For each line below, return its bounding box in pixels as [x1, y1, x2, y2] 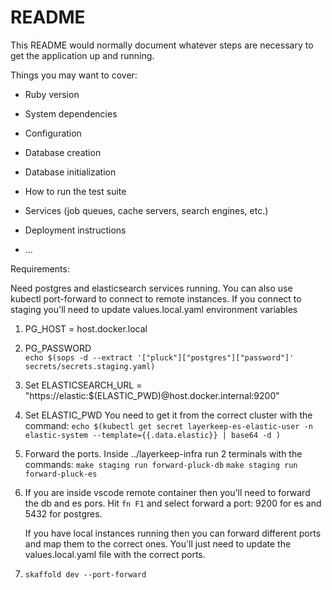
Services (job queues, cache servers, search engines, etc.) [24, 204, 269, 216]
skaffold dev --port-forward [24, 569, 147, 580]
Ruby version [24, 88, 80, 100]
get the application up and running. [10, 49, 155, 61]
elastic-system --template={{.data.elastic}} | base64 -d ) [24, 430, 281, 440]
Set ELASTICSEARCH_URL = [24, 379, 143, 391]
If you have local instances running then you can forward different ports [24, 527, 322, 539]
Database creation [24, 146, 102, 158]
